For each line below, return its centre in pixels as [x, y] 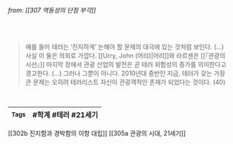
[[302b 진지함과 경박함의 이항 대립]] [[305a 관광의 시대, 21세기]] [97, 133]
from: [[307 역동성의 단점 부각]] [52, 10]
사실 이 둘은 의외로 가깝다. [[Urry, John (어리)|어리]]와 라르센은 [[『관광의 [125, 56]
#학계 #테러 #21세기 [65, 115]
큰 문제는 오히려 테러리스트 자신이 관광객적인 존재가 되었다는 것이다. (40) [125, 82]
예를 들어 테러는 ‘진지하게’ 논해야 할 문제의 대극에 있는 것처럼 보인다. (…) [125, 47]
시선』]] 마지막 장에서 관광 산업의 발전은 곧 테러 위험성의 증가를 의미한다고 [126, 65]
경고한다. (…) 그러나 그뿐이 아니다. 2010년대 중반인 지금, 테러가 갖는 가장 [125, 73]
